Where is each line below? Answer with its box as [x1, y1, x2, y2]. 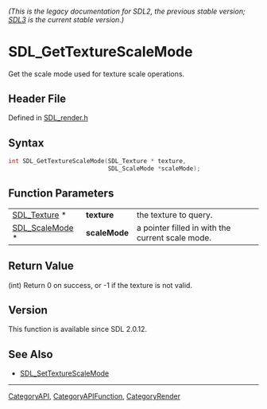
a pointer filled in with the [136, 222, 231, 233]
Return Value [8, 259, 74, 273]
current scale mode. [136, 232, 212, 243]
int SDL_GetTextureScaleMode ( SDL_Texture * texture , [8, 158, 187, 166]
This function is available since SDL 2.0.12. [8, 325, 147, 334]
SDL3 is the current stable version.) [8, 14, 125, 24]
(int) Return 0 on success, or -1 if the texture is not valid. [8, 280, 193, 290]
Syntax [8, 136, 44, 150]
